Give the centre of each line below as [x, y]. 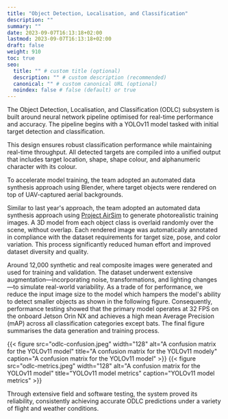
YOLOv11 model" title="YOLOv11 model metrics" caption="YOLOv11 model [111, 373]
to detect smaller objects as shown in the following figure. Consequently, [110, 302]
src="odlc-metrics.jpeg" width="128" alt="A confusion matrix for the [104, 366]
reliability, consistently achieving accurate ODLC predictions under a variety [114, 401]
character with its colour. [42, 167]
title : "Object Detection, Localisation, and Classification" [98, 13]
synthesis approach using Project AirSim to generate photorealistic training [113, 215]
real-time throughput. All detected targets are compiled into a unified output [114, 152]
